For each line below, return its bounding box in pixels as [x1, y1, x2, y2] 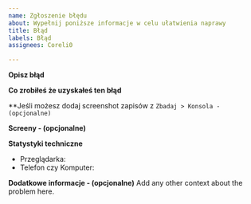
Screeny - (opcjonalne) [8, 124, 86, 133]
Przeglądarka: [19, 155, 66, 164]
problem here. [8, 186, 55, 196]
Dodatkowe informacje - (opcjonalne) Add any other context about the [8, 178, 243, 188]
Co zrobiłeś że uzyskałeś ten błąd [8, 85, 122, 96]
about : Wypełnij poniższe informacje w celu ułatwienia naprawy [8, 19, 226, 27]
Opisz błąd [8, 70, 45, 80]
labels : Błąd [8, 33, 52, 42]
